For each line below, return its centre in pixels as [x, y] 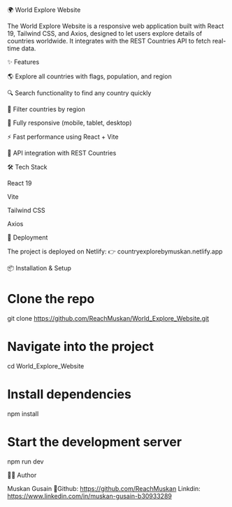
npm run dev [26, 461]
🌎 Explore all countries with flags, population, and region [90, 76]
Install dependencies [69, 395]
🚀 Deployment [28, 237]
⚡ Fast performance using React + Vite [63, 137]
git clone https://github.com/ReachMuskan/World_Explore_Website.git [108, 318]
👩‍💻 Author [22, 475]
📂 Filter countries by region [46, 109]
